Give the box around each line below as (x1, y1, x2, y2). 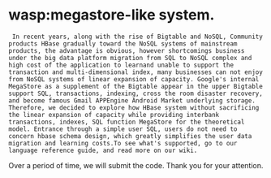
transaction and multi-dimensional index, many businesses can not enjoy (8, 67, 264, 76)
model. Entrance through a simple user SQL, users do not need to (8, 124, 238, 133)
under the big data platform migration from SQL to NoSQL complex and (8, 54, 252, 62)
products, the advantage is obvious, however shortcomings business (8, 46, 245, 54)
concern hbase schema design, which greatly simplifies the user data (8, 132, 252, 140)
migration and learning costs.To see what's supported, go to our (8, 139, 238, 147)
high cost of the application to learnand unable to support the (8, 61, 234, 69)
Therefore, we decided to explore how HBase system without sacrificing (8, 103, 260, 111)
